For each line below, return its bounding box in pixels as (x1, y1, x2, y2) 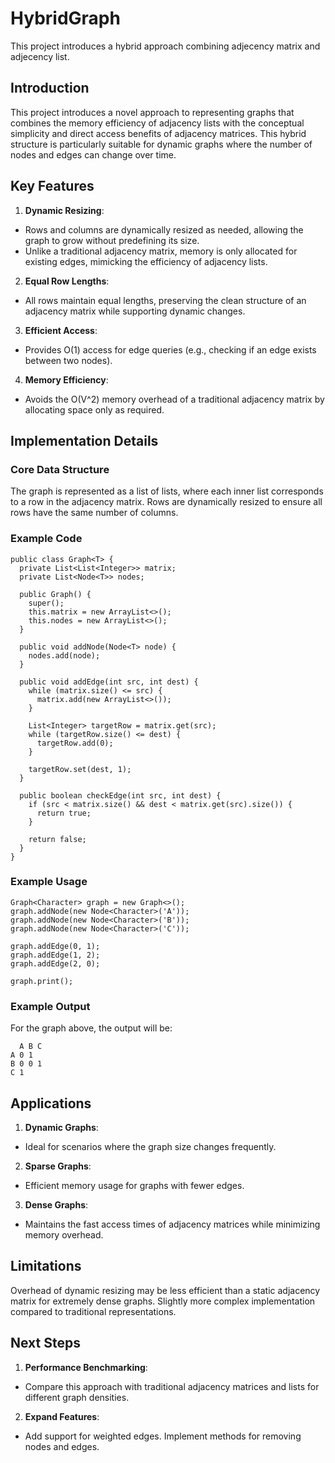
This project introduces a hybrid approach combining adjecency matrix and (10, 40, 321, 52)
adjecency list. (10, 50, 70, 62)
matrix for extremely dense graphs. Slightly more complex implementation (10, 1295, 316, 1307)
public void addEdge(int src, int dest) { (19, 677, 199, 687)
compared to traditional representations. (10, 1305, 177, 1317)
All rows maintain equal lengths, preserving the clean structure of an (24, 294, 307, 306)
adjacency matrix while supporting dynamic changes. (24, 305, 246, 317)
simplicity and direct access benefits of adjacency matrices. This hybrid (10, 127, 307, 139)
